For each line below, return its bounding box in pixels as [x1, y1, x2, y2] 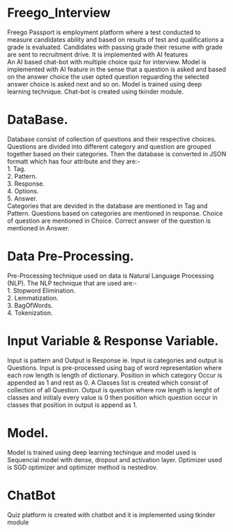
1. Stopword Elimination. [7, 286, 76, 295]
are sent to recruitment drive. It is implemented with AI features [7, 50, 188, 59]
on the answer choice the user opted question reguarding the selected [7, 72, 209, 81]
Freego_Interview [7, 5, 111, 21]
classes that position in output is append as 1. [7, 400, 138, 409]
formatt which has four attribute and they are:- [7, 157, 140, 165]
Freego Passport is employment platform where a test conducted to [7, 28, 201, 36]
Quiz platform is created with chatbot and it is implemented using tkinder [7, 510, 216, 519]
